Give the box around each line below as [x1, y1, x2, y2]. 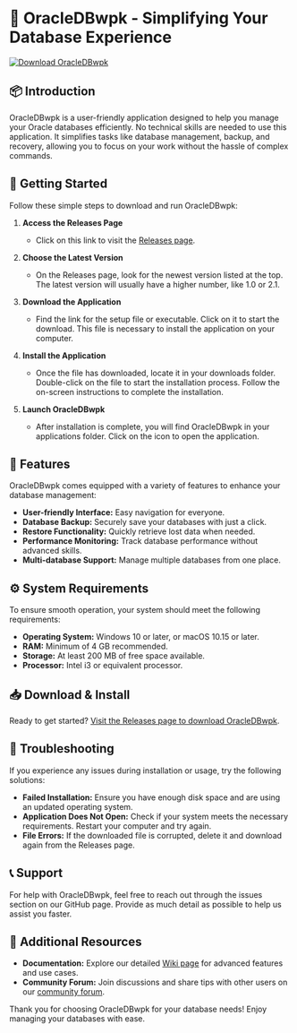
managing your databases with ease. [9, 1013, 146, 1024]
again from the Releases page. [21, 839, 136, 850]
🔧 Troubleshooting [9, 741, 115, 756]
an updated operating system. [21, 801, 133, 812]
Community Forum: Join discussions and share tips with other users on [21, 977, 288, 988]
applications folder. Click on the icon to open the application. [35, 430, 259, 442]
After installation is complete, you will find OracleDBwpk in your [35, 421, 270, 432]
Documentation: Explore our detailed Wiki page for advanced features [21, 958, 284, 968]
